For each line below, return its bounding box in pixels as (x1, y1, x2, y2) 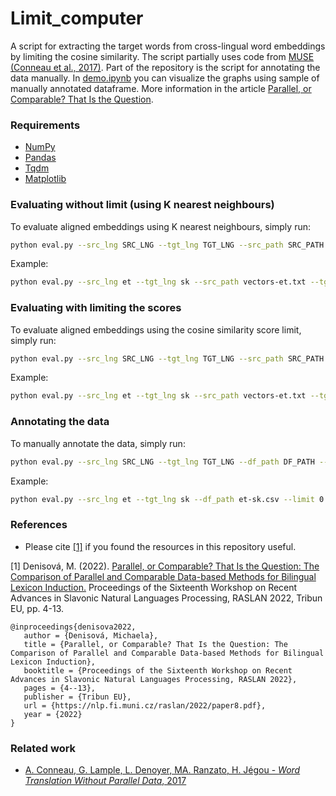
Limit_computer (10, 7, 144, 30)
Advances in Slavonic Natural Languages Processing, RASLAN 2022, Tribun (10, 592, 323, 604)
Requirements (10, 118, 81, 132)
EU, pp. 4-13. (10, 602, 64, 614)
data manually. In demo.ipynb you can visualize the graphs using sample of (10, 72, 320, 84)
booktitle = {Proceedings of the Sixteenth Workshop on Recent (23, 665, 293, 676)
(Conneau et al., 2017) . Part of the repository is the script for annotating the (10, 61, 321, 73)
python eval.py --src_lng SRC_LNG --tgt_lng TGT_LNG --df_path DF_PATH (10, 457, 315, 467)
